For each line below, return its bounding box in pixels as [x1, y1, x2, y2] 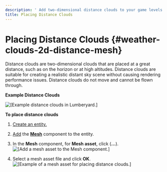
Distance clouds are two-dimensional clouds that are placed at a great [5, 61, 150, 67]
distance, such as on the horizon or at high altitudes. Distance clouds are [5, 66, 156, 72]
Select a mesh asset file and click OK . [12, 156, 91, 162]
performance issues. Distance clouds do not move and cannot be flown [5, 77, 153, 83]
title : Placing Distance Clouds [5, 12, 73, 17]
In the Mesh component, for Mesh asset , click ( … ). [12, 141, 119, 147]
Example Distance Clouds [5, 92, 60, 98]
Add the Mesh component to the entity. [12, 131, 94, 137]
